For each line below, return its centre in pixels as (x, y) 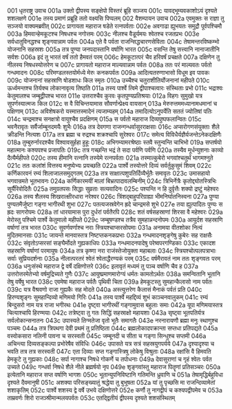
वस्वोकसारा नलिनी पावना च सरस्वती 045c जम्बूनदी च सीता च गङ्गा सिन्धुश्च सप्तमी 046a (107, 336)
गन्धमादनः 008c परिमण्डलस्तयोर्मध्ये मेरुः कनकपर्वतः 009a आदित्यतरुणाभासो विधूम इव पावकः (108, 73)
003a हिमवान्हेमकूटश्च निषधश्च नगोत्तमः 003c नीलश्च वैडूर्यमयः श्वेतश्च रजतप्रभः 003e (103, 34)
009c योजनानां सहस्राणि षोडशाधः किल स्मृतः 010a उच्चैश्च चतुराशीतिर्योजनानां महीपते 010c (108, 80)
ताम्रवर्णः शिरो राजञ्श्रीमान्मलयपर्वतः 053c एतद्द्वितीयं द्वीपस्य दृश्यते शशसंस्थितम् (91, 398)
